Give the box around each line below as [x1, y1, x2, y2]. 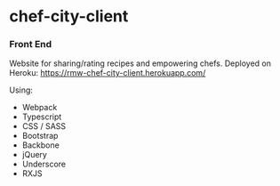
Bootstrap [21, 131, 59, 142]
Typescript [21, 111, 62, 122]
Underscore [21, 158, 67, 170]
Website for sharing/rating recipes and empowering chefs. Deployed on [9, 58, 271, 69]
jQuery [21, 150, 47, 160]
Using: [9, 85, 34, 95]
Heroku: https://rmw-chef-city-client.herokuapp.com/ [9, 68, 206, 78]
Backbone [21, 140, 60, 150]
